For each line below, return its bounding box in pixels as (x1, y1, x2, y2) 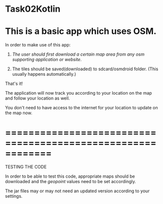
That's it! (5, 81, 23, 86)
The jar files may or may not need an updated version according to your (5, 188, 150, 194)
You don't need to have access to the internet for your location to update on (5, 105, 158, 111)
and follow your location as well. (5, 95, 70, 101)
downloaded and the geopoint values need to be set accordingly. (5, 179, 136, 184)
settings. (5, 193, 23, 199)
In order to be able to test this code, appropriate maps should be (5, 173, 135, 179)
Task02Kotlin (5, 3, 61, 15)
